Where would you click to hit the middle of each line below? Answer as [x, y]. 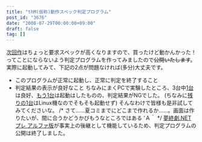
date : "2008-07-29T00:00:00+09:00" [51, 23]
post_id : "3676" [27, 18]
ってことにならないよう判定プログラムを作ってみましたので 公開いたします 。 [101, 60]
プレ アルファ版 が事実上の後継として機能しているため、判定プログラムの [106, 126]
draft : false [23, 29]
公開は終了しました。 [41, 133]
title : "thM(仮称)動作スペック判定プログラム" [59, 12]
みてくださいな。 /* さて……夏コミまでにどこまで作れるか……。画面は [102, 111]
